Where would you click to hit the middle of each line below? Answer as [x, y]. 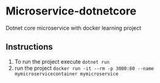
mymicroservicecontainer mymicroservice [66, 74]
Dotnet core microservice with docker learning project [74, 28]
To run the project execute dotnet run [62, 61]
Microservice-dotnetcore [71, 11]
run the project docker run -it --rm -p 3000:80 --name [84, 68]
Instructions [29, 47]
